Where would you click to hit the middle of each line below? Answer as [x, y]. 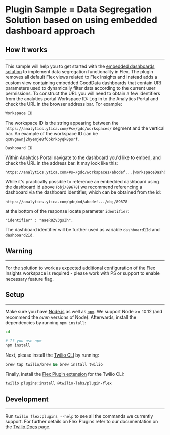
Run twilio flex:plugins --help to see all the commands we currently [79, 416]
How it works [26, 49]
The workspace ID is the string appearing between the [62, 123]
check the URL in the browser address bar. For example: [64, 104]
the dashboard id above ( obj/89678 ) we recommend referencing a [74, 187]
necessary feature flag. [30, 279]
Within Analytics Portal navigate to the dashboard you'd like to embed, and [83, 157]
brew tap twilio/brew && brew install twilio [54, 365]
